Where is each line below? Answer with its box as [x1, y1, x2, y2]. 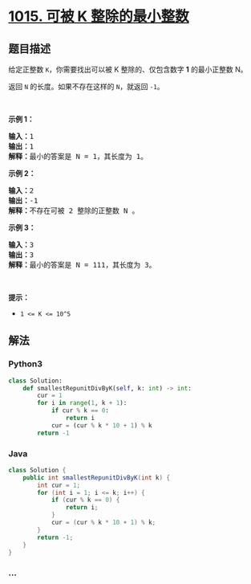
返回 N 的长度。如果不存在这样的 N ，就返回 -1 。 [8, 82, 164, 91]
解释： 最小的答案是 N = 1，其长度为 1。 [8, 152, 148, 161]
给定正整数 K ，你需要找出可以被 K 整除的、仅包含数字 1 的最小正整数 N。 [8, 65, 248, 74]
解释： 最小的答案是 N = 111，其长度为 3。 [8, 260, 156, 269]
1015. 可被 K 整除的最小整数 [8, 7, 190, 26]
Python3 [8, 358, 43, 370]
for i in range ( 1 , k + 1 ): [37, 399, 128, 407]
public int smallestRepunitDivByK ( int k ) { [22, 473, 171, 482]
